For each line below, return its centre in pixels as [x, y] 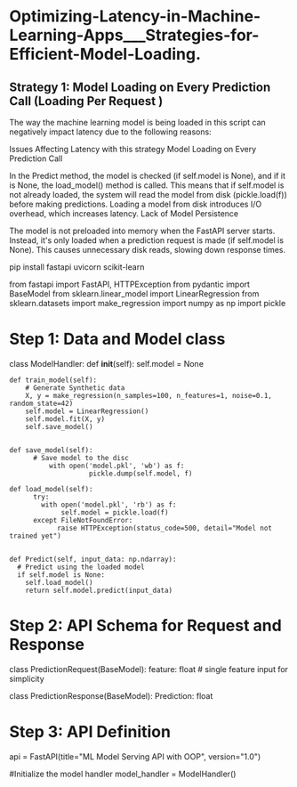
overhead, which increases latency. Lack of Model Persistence [124, 214]
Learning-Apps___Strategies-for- [134, 35]
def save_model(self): [51, 450]
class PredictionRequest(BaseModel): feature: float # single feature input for [149, 669]
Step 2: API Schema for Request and [145, 626]
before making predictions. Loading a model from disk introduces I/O [136, 204]
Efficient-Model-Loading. [105, 54]
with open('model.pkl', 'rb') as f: [109, 505]
